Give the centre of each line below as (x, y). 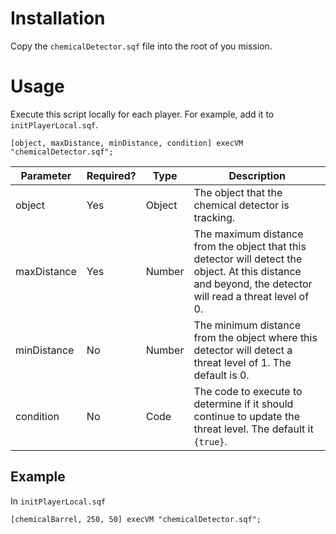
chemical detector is (241, 205)
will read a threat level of (251, 296)
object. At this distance (247, 271)
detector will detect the (248, 259)
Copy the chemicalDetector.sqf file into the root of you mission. (141, 46)
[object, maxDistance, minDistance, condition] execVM (127, 143)
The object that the (238, 192)
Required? (111, 175)
